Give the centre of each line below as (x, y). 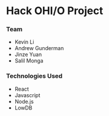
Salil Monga (29, 61)
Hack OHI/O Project (54, 11)
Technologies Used (34, 76)
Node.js (24, 101)
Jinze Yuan (28, 55)
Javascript (27, 95)
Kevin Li (24, 42)
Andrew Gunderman (39, 48)
